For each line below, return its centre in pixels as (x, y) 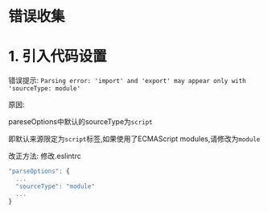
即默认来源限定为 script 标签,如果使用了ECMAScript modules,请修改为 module (134, 139)
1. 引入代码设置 (58, 56)
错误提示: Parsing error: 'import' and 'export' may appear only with (128, 81)
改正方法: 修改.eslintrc (45, 156)
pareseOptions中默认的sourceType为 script (80, 122)
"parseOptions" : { (39, 171)
